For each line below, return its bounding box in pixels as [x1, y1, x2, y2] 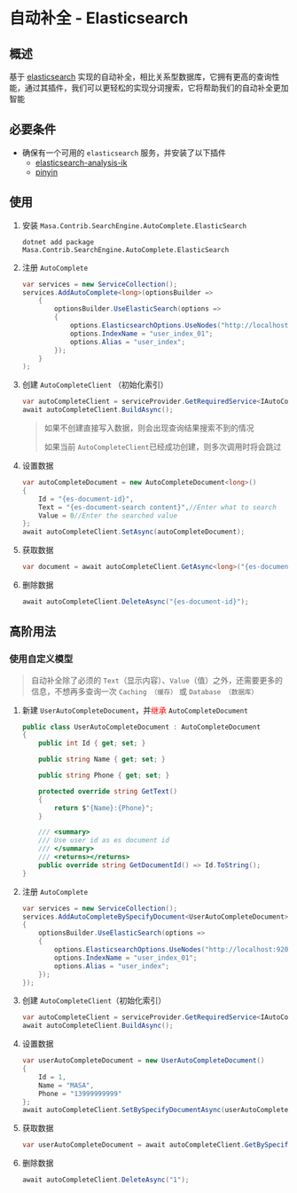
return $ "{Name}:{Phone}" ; [54, 803, 154, 812]
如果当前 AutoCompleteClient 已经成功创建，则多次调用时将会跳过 [43, 441, 282, 452]
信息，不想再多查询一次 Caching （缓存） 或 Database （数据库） [30, 685, 259, 697]
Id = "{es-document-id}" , [38, 494, 135, 503]
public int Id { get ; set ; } [38, 739, 146, 748]
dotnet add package [21, 237, 95, 247]
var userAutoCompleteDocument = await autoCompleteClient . [21, 1141, 246, 1150]
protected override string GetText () [38, 786, 178, 795]
